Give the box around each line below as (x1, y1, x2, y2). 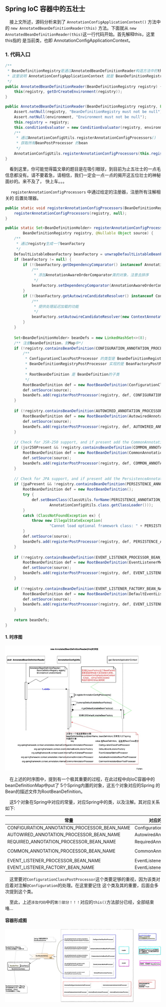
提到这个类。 (9, 889, 36, 895)
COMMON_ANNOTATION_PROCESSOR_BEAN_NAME (7, 848, 116, 854)
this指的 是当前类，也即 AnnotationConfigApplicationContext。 (5, 37, 133, 43)
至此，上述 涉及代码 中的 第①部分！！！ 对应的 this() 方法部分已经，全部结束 (9, 899, 154, 905)
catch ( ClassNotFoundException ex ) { (23, 513, 100, 518)
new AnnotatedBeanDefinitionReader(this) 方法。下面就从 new (10, 25, 137, 31)
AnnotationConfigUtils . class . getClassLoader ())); (49, 503, 154, 507)
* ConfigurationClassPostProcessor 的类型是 (25, 356, 115, 361)
